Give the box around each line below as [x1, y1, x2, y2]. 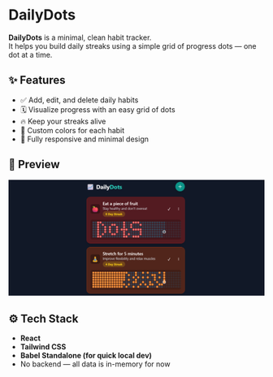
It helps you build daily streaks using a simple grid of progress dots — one [8, 41, 258, 50]
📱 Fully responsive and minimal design [19, 134, 149, 144]
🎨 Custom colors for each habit [19, 125, 125, 135]
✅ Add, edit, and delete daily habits [19, 95, 139, 105]
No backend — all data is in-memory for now [19, 359, 171, 369]
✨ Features [8, 73, 66, 87]
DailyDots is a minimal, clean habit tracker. [8, 32, 152, 42]
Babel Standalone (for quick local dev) [19, 351, 153, 361]
